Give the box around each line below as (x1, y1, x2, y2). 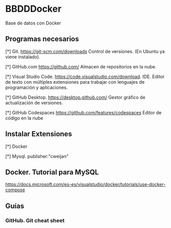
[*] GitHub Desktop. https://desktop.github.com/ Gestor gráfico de (5, 94, 146, 100)
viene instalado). (5, 54, 40, 60)
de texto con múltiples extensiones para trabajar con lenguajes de (5, 79, 145, 85)
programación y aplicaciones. (5, 84, 68, 90)
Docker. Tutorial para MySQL (5, 168, 99, 176)
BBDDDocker (5, 3, 62, 15)
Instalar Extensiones (5, 130, 73, 138)
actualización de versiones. (5, 99, 63, 106)
